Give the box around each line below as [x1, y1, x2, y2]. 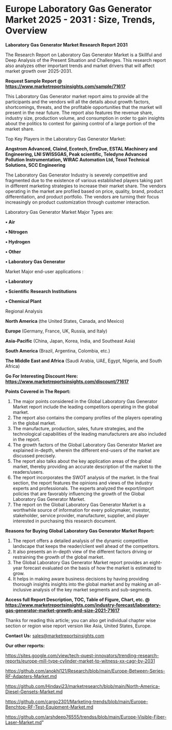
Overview [5, 25, 48, 36]
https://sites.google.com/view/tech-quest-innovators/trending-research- [5, 652, 159, 658]
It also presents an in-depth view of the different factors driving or [12, 548, 153, 555]
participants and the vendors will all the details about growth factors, [5, 98, 150, 105]
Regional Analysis [5, 308, 43, 314]
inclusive [12, 586, 32, 592]
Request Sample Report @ [5, 78, 62, 84]
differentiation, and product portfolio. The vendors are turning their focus [5, 193, 159, 200]
